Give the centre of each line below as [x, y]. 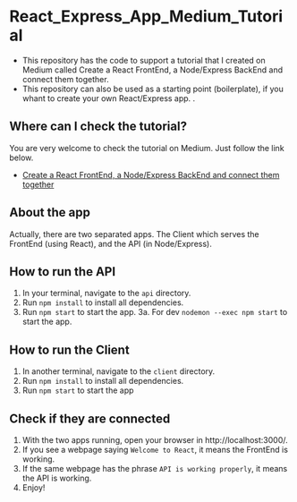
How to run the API [63, 272]
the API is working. [57, 478]
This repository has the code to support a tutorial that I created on [144, 60]
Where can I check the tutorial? [98, 127]
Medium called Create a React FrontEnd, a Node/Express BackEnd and [153, 70]
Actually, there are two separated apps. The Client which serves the [134, 234]
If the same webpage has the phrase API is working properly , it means [155, 468]
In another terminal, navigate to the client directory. [119, 371]
